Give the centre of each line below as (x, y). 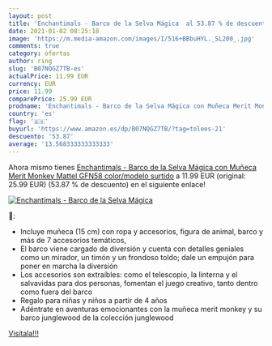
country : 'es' (32, 114)
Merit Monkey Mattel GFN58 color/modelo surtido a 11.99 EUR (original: (127, 176)
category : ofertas (39, 53)
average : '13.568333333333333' (61, 144)
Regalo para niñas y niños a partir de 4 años (93, 300)
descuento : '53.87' (41, 136)
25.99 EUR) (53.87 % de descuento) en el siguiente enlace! (107, 184)
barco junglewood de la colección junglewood (97, 318)
